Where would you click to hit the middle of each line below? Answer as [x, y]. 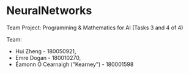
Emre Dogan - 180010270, [48, 57]
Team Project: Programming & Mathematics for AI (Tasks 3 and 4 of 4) [95, 28]
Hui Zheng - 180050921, [46, 51]
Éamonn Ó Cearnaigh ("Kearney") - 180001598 [74, 64]
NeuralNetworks [49, 11]
